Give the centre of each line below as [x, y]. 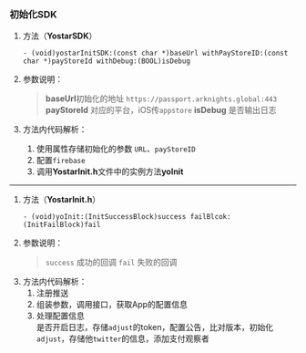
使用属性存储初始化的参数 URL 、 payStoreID [116, 149]
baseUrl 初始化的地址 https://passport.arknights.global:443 [161, 99]
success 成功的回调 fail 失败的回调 [111, 263]
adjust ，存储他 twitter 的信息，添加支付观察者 [122, 338]
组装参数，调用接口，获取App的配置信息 [112, 305]
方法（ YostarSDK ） [60, 36]
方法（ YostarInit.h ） [61, 200]
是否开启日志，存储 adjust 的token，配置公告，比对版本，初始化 [155, 327]
